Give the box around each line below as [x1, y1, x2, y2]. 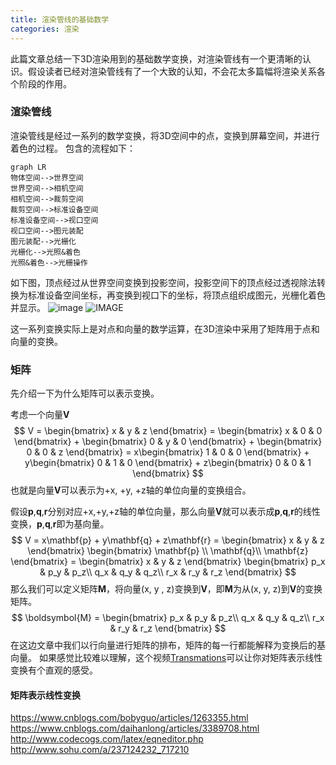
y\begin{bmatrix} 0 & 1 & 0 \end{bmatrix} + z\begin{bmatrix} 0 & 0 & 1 [24, 457, 312, 469]
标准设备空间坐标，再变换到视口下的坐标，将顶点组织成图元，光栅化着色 [27, 289, 326, 301]
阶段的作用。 [18, 77, 72, 90]
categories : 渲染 [10, 24, 80, 34]
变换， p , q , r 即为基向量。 [10, 518, 110, 530]
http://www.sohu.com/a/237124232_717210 [10, 744, 190, 756]
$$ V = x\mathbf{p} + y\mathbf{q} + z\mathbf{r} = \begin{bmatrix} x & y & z [11, 534, 325, 546]
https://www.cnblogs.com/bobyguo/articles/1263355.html [10, 712, 249, 724]
